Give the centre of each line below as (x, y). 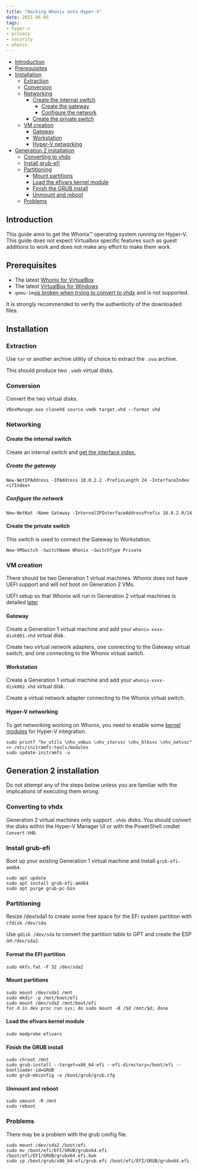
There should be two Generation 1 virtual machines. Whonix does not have (97, 578)
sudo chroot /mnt (28, 1060)
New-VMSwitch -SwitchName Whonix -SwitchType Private (74, 550)
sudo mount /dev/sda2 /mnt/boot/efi (51, 1003)
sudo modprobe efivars (34, 1034)
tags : (13, 23)
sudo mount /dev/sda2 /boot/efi (46, 1145)
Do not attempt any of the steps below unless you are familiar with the (92, 785)
